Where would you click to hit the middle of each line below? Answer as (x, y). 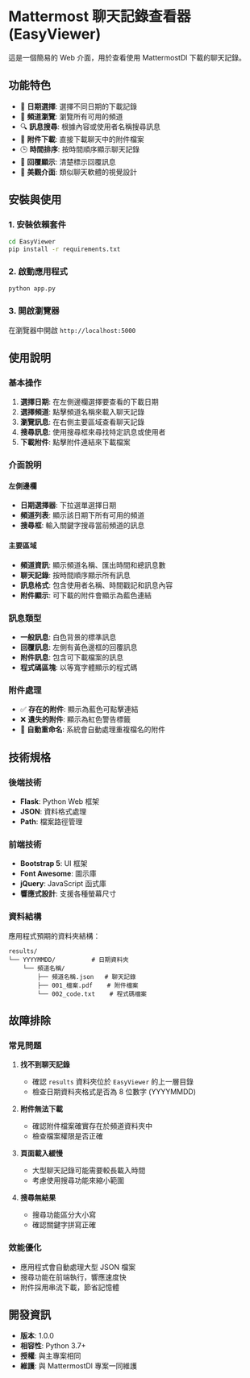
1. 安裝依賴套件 (37, 225)
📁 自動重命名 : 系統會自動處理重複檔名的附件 (92, 730)
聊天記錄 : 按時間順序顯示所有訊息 (75, 575)
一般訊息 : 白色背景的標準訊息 (68, 637)
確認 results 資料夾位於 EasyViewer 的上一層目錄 (113, 1082)
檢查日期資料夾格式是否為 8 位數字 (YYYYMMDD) (114, 1092)
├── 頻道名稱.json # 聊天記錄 (87, 976)
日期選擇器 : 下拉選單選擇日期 (68, 506)
